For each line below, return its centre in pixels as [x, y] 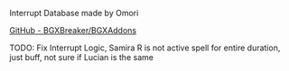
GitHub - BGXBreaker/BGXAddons [73, 30]
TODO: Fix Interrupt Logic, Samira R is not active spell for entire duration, [145, 48]
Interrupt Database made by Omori [74, 13]
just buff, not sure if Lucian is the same [81, 57]
